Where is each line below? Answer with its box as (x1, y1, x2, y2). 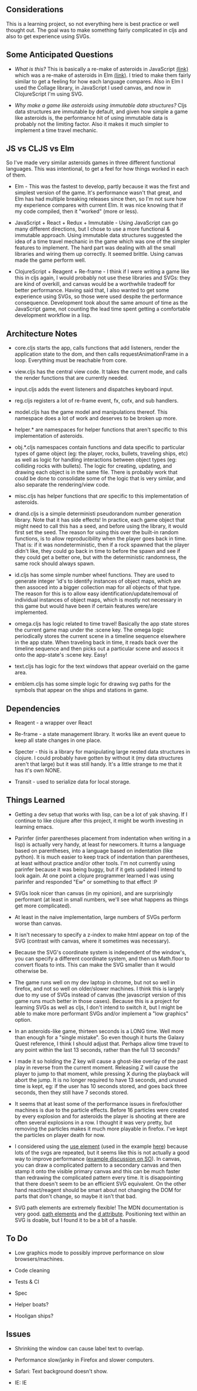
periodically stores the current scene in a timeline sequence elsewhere (14, 633, 186, 640)
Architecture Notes (6, 329, 78, 339)
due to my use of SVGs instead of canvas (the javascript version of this (14, 991, 186, 998)
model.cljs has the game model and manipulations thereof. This (14, 408, 168, 416)
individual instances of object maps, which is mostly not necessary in (14, 596, 182, 603)
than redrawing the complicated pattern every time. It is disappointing (14, 1174, 184, 1181)
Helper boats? (14, 1301, 49, 1308)
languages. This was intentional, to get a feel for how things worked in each (6, 166, 189, 173)
